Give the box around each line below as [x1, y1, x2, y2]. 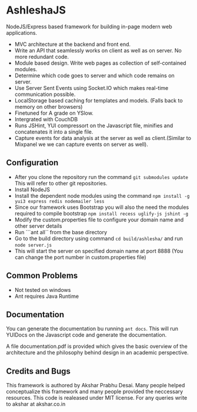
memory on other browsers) [14, 103, 83, 110]
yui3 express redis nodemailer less [14, 198, 105, 204]
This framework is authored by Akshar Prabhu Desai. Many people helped [6, 382, 185, 389]
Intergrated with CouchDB [14, 115, 78, 122]
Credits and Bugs [6, 366, 71, 376]
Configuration [6, 158, 59, 168]
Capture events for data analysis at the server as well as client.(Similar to [14, 134, 191, 141]
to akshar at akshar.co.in [6, 401, 66, 408]
